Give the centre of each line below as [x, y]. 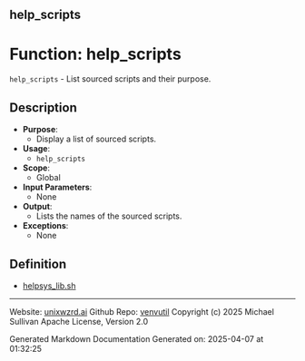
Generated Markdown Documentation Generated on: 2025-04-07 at [137, 338]
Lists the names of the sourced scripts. [109, 216]
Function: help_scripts [95, 54]
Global [48, 178]
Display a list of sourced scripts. [96, 139]
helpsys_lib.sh [49, 286]
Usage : [36, 149]
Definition [38, 263]
